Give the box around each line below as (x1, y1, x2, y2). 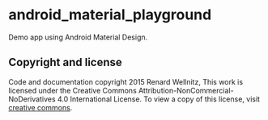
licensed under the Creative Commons (8, 85, 138, 95)
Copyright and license (8, 56, 123, 69)
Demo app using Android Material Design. (8, 32, 148, 42)
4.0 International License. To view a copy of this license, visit (57, 94, 261, 104)
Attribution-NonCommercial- (138, 85, 234, 95)
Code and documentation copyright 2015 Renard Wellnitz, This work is (8, 77, 244, 86)
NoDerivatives (8, 94, 56, 104)
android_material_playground (8, 6, 212, 24)
